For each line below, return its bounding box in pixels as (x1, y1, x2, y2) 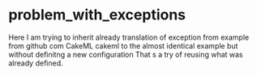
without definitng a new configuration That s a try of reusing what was (8, 49, 243, 59)
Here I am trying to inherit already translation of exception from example (8, 32, 250, 42)
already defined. (8, 58, 63, 68)
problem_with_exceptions (8, 6, 186, 24)
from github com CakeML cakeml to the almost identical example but (8, 40, 238, 50)
